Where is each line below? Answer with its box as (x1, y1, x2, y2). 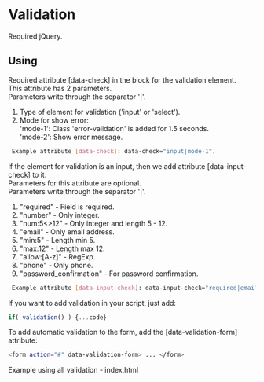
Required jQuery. (8, 31, 63, 41)
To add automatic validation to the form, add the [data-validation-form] (8, 328, 238, 337)
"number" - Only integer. (19, 210, 100, 219)
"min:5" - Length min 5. (19, 235, 96, 244)
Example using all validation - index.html (8, 365, 139, 375)
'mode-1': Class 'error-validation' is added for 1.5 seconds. (19, 123, 210, 133)
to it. (32, 170, 47, 179)
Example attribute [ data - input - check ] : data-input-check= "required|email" (11, 284, 262, 292)
